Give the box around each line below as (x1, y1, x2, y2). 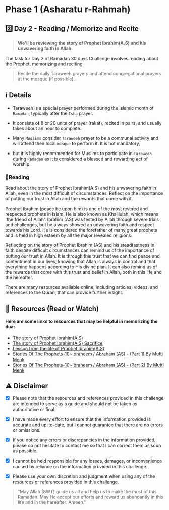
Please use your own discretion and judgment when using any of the (12, 473, 155, 479)
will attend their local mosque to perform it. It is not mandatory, (12, 140, 140, 146)
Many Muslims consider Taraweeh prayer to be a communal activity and (12, 135, 159, 141)
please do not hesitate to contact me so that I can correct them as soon (12, 442, 161, 448)
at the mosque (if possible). (17, 76, 75, 82)
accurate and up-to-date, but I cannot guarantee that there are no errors (12, 422, 163, 428)
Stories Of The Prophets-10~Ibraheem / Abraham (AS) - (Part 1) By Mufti (12, 351, 163, 357)
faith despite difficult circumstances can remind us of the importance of (5, 247, 155, 253)
